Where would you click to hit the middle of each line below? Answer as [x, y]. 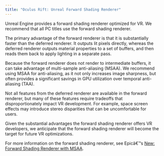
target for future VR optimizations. [39, 134]
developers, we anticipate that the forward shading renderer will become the [82, 128]
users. [11, 114]
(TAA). [28, 84]
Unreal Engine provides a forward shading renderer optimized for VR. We [79, 23]
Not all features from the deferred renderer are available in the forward [76, 93]
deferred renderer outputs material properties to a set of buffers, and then [79, 48]
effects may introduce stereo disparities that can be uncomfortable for [76, 109]
